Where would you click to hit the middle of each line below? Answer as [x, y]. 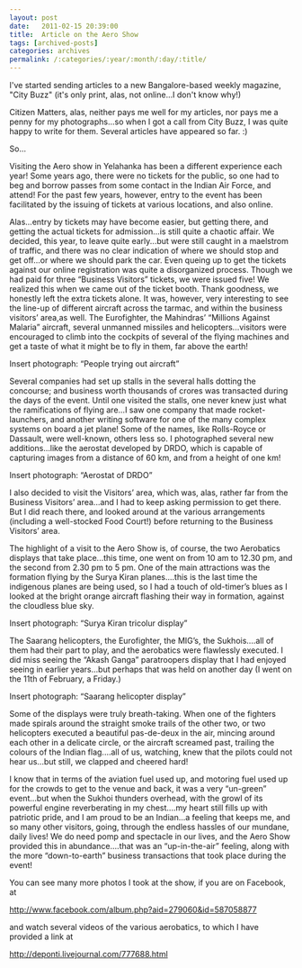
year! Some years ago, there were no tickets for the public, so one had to [144, 176]
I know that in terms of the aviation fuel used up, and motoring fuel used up [149, 779]
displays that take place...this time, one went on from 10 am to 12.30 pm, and [151, 558]
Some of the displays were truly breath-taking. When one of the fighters [143, 714]
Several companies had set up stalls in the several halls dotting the [133, 381]
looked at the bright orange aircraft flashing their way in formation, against [147, 596]
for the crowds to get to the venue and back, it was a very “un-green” [138, 788]
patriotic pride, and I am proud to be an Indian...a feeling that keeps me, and [150, 817]
